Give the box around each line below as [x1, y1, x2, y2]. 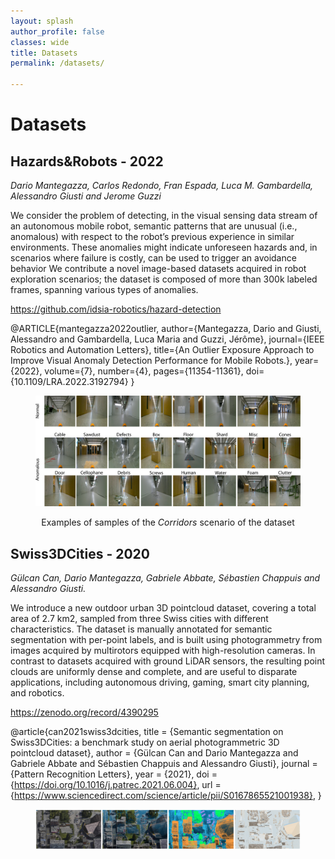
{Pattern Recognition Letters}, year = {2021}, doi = [10, 768, 218, 780]
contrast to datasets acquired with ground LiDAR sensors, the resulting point [10, 655, 326, 667]
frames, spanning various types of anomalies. [10, 284, 199, 295]
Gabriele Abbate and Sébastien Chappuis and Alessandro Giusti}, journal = [10, 758, 318, 770]
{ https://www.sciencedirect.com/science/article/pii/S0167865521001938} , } [10, 790, 322, 802]
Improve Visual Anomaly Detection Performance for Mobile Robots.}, [10, 355, 293, 366]
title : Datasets [10, 48, 78, 58]
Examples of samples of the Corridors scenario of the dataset [41, 516, 295, 529]
